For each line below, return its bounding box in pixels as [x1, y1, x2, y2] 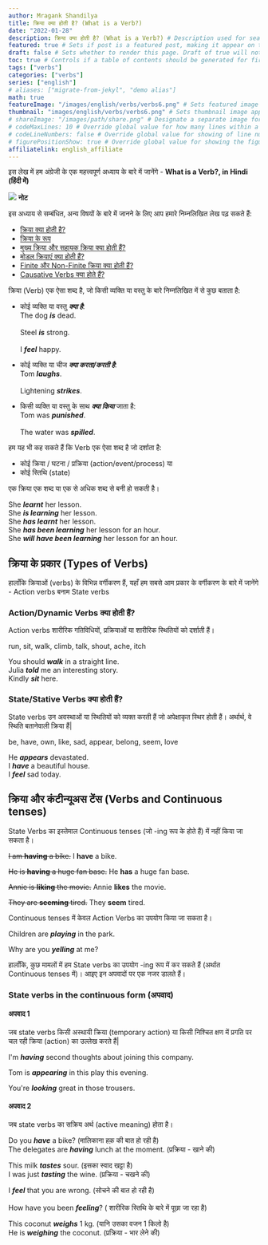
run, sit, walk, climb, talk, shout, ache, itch [8, 642, 146, 651]
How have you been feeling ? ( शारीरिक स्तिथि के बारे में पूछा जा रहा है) [8, 1203, 207, 1212]
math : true [8, 93, 45, 101]
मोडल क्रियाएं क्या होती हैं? [19, 252, 85, 262]
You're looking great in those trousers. [8, 1083, 136, 1093]
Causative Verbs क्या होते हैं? [19, 270, 105, 279]
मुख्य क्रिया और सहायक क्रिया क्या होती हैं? [19, 243, 126, 252]
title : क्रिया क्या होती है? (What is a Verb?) [8, 19, 143, 27]
